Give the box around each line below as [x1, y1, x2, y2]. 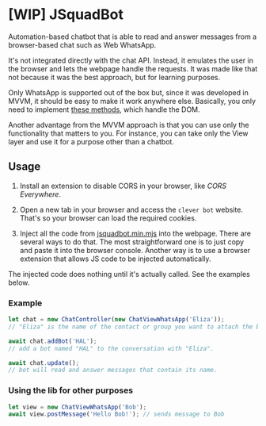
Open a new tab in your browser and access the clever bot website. [19, 205, 244, 214]
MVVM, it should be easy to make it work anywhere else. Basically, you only [8, 96, 256, 106]
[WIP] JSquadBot [8, 6, 124, 24]
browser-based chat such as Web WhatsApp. [8, 40, 157, 49]
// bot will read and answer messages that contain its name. [8, 367, 218, 374]
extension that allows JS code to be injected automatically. [19, 254, 211, 263]
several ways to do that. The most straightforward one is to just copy [19, 236, 244, 247]
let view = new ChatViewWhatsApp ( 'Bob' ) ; [8, 403, 147, 411]
